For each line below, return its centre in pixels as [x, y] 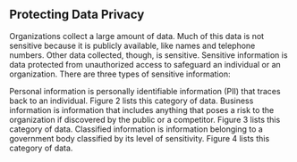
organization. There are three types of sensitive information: [120, 74]
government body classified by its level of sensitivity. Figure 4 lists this [140, 138]
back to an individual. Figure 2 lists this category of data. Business [132, 101]
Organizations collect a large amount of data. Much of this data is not [137, 36]
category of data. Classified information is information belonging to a [136, 129]
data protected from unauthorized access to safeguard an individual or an [145, 64]
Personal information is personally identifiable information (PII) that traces [145, 91]
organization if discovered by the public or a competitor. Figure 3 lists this [145, 119]
